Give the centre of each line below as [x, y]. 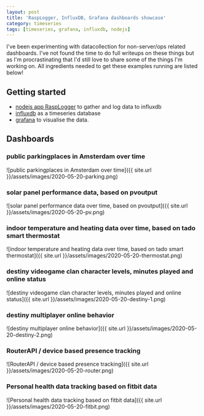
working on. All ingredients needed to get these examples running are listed [102, 66]
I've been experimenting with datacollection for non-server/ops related [96, 47]
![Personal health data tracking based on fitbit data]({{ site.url [84, 400]
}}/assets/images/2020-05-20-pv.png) [56, 212]
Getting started [36, 92]
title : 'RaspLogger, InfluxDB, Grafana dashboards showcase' [86, 18]
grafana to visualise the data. [52, 120]
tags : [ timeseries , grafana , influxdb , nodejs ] [69, 29]
